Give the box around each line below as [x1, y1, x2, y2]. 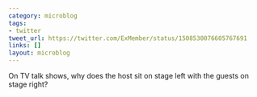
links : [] [8, 42, 42, 50]
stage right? [8, 79, 48, 89]
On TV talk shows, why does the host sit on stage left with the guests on [8, 71, 249, 80]
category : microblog [8, 11, 78, 20]
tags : [8, 19, 27, 27]
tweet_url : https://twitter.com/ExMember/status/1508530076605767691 [8, 34, 248, 42]
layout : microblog [8, 49, 70, 57]
